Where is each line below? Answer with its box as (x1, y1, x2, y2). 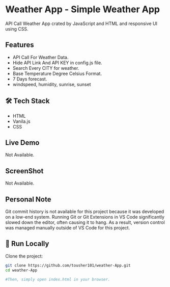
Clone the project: (5, 253, 43, 259)
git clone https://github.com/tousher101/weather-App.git (5, 263, 131, 268)
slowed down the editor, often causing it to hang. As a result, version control (5, 219, 165, 225)
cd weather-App (5, 268, 38, 273)
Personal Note (5, 195, 51, 203)
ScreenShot (5, 167, 44, 175)
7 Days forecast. (12, 75, 47, 82)
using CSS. (5, 25, 29, 32)
